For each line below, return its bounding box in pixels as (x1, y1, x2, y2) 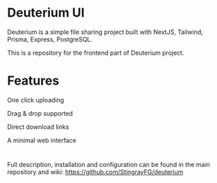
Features (7, 73, 60, 89)
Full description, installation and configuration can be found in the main (7, 161, 210, 169)
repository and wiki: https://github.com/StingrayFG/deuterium (7, 168, 184, 176)
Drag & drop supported (7, 109, 73, 117)
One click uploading (7, 96, 64, 104)
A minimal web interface (7, 136, 76, 144)
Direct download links (7, 123, 69, 131)
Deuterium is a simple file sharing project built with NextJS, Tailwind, (7, 28, 203, 36)
